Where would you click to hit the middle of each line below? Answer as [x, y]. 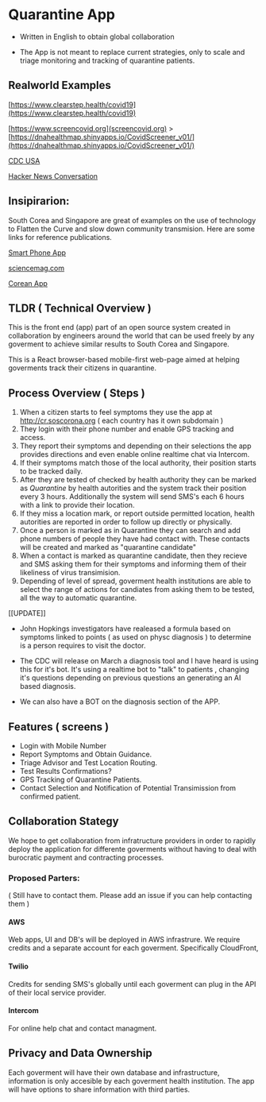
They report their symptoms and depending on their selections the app [135, 446]
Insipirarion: [39, 201]
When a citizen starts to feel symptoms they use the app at [116, 412]
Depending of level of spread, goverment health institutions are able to [135, 581]
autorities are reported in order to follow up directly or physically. [126, 522]
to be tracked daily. [51, 471]
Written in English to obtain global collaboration [97, 37]
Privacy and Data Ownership [80, 1053]
